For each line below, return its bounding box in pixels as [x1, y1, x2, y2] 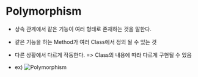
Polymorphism [5, 4, 82, 18]
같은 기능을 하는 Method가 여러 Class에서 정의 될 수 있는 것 [14, 38, 157, 45]
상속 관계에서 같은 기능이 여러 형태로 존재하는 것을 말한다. [14, 25, 152, 32]
